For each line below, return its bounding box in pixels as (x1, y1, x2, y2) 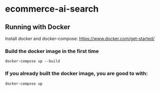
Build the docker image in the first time (5, 48, 99, 55)
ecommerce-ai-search (5, 3, 99, 15)
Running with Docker (5, 23, 70, 31)
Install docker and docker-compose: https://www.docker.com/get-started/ (5, 36, 155, 41)
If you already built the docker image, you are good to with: (5, 70, 148, 77)
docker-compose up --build (5, 59, 60, 64)
